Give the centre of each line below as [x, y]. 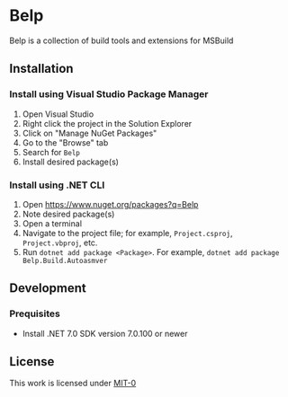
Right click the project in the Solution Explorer [107, 123]
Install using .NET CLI [57, 185]
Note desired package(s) [68, 214]
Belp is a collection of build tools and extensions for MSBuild [121, 40]
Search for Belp [51, 152]
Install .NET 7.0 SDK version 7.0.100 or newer [105, 333]
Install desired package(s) [71, 162]
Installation [41, 69]
